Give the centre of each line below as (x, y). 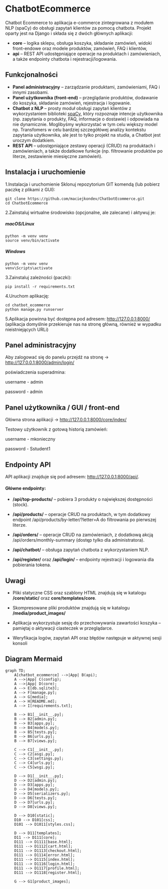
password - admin (24, 392)
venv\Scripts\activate (29, 268)
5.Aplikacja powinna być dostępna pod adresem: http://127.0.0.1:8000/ (78, 319)
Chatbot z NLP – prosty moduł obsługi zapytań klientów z (72, 108)
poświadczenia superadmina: (36, 372)
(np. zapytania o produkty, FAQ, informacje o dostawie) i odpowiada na (86, 119)
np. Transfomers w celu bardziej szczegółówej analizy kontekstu (79, 130)
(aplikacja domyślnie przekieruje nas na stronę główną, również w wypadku (83, 324)
